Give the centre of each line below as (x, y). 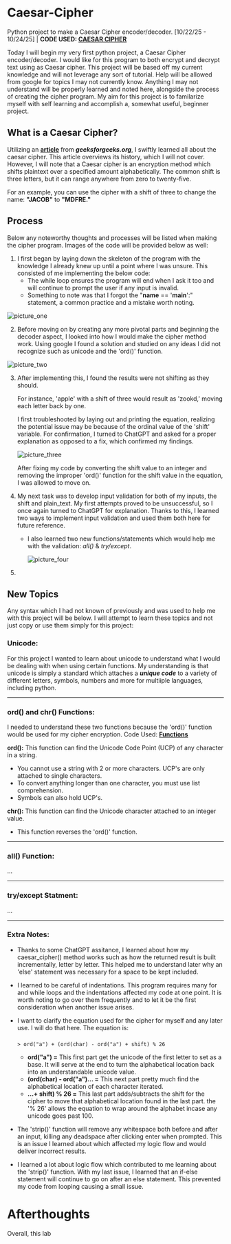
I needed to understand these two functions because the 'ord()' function (110, 727)
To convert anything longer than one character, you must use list (109, 783)
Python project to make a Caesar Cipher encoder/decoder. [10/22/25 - (107, 32)
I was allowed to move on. (54, 482)
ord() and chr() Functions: (51, 712)
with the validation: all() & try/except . (79, 545)
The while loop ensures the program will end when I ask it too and (121, 280)
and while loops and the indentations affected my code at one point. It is (119, 992)
